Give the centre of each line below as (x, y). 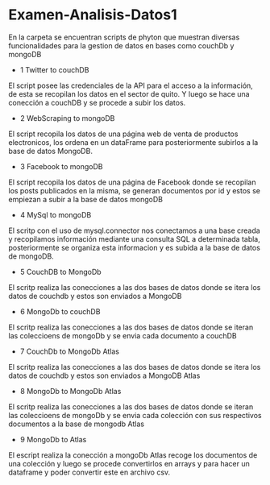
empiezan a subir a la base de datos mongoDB (86, 199)
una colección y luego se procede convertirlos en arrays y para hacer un (129, 463)
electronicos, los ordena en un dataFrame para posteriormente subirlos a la (133, 142)
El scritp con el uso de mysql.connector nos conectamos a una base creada (134, 230)
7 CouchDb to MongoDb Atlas (69, 351)
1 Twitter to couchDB (54, 69)
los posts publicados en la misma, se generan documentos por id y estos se (134, 190)
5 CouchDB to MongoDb (61, 272)
